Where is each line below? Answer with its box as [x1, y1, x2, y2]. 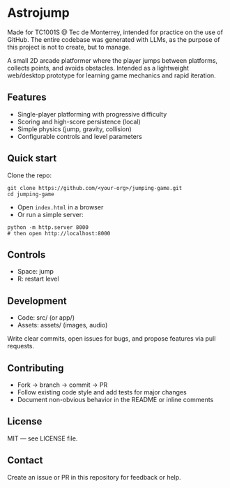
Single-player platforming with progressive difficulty [17, 110, 167, 118]
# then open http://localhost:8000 [7, 230, 111, 237]
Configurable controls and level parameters [17, 132, 143, 140]
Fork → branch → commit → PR [17, 380, 108, 389]
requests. [7, 342, 35, 350]
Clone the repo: [7, 171, 52, 179]
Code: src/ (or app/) [17, 313, 75, 322]
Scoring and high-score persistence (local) [17, 117, 141, 126]
